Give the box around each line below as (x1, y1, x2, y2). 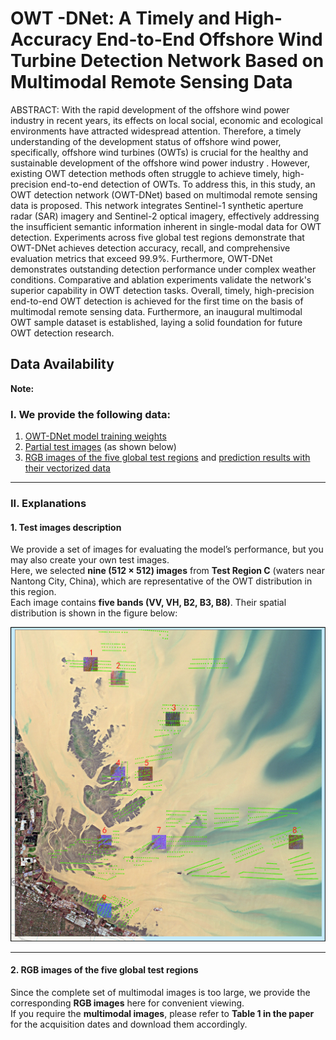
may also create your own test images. (10, 554, 170, 566)
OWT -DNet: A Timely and (10, 7, 231, 30)
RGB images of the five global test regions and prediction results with (24, 452, 311, 464)
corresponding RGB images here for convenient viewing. (10, 997, 245, 1009)
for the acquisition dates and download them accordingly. (10, 1018, 248, 1030)
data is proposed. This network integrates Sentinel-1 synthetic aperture (10, 199, 304, 211)
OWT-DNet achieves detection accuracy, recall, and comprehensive (10, 242, 291, 254)
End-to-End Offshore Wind (96, 28, 323, 51)
